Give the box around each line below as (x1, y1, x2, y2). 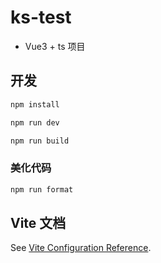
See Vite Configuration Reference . (10, 242, 152, 254)
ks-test (10, 6, 72, 29)
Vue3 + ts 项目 (24, 40, 86, 52)
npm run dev (10, 117, 60, 128)
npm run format (10, 184, 74, 195)
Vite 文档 (10, 214, 67, 231)
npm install (10, 99, 60, 110)
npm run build (10, 136, 70, 146)
